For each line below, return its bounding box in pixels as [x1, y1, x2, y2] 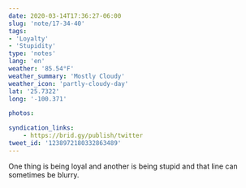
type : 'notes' [8, 49, 57, 58]
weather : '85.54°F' [8, 65, 75, 73]
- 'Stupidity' [8, 42, 57, 50]
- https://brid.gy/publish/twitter [23, 131, 144, 140]
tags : [8, 27, 27, 35]
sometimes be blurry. [8, 169, 80, 179]
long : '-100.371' [8, 95, 67, 103]
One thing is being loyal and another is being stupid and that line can [8, 161, 238, 171]
